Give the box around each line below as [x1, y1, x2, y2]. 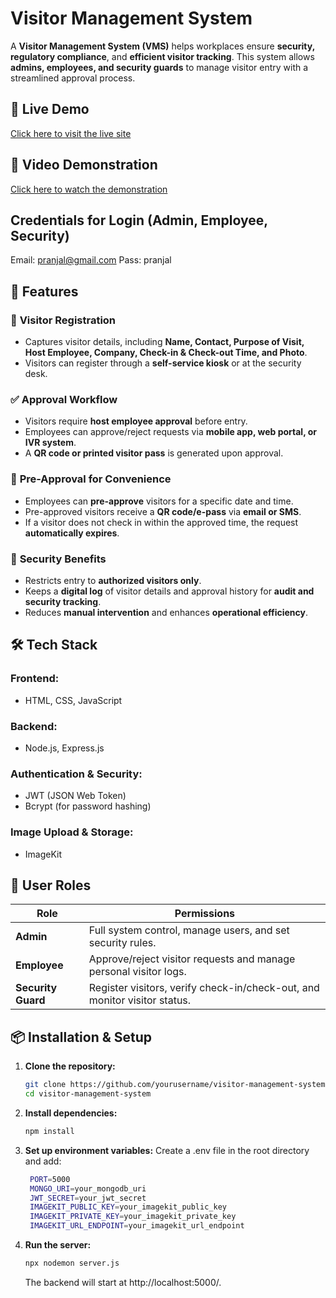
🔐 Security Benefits [10, 552, 107, 566]
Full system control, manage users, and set [88, 923, 290, 937]
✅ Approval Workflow [10, 392, 118, 406]
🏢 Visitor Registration [10, 313, 117, 327]
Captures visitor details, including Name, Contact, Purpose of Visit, [24, 336, 305, 348]
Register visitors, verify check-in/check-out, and [88, 981, 320, 995]
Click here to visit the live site [10, 127, 132, 139]
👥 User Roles [10, 877, 92, 894]
